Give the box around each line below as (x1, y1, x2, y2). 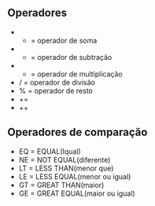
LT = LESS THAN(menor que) (18, 163, 114, 173)
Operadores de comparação (7, 125, 148, 139)
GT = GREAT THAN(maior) (18, 180, 105, 189)
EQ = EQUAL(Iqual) (18, 146, 81, 156)
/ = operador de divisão (18, 77, 95, 87)
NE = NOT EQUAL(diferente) (18, 155, 111, 164)
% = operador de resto (18, 86, 94, 96)
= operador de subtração (30, 52, 113, 62)
